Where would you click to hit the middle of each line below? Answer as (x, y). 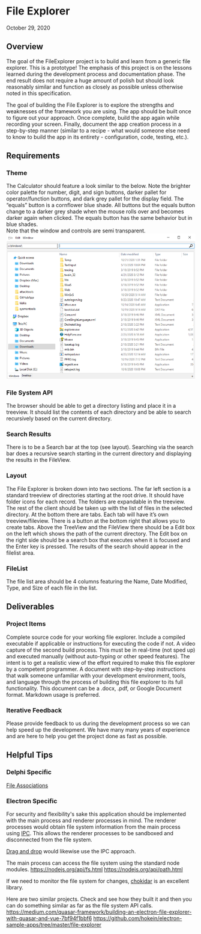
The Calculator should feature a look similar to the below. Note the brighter (98, 186)
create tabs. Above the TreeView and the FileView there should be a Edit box (100, 527)
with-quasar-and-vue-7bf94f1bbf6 (49, 918)
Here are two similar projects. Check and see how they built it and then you (99, 899)
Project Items (26, 624)
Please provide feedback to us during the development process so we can (98, 723)
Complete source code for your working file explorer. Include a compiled (96, 637)
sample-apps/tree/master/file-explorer (54, 924)
